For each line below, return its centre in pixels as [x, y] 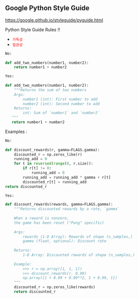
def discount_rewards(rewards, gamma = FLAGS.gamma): [59, 205]
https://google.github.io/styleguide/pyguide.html [54, 20]
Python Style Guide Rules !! [33, 30]
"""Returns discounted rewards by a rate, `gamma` [67, 209]
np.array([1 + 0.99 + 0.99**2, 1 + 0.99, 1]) [70, 278]
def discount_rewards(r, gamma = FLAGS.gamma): [52, 150]
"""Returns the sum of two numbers [50, 90]
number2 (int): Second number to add [61, 104]
